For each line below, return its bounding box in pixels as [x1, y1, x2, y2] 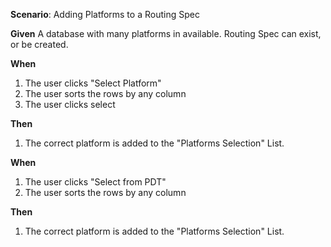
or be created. [10, 39, 69, 50]
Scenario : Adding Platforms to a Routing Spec [10, 9, 200, 20]
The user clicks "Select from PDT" [24, 176, 167, 188]
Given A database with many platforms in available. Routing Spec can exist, [10, 28, 322, 39]
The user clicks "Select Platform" [24, 77, 162, 89]
